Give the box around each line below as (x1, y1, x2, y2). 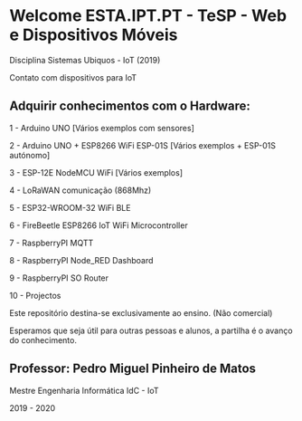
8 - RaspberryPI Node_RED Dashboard (9, 254, 154, 265)
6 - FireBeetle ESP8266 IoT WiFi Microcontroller (9, 219, 188, 231)
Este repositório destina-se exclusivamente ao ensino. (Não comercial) (9, 307, 273, 318)
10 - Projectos (9, 290, 61, 301)
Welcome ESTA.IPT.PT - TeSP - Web (9, 5, 288, 26)
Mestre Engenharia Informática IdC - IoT (9, 385, 160, 396)
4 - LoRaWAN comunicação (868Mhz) (9, 185, 152, 196)
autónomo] (9, 149, 51, 160)
